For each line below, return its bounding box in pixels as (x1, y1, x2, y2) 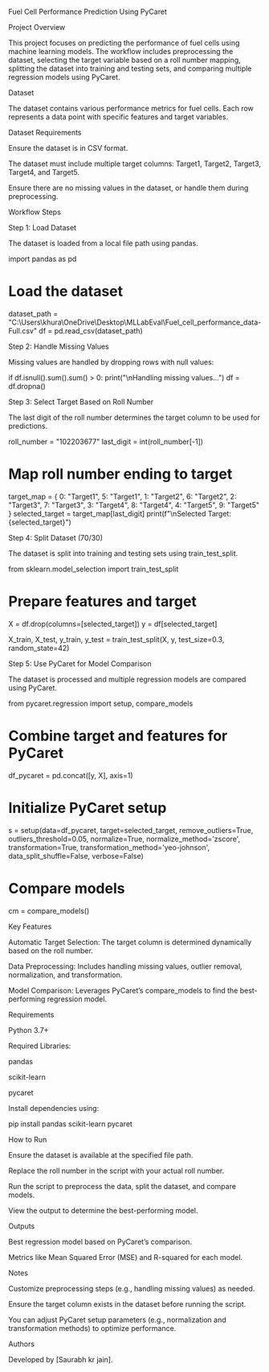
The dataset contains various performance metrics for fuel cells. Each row (8, 104, 255, 113)
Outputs (8, 1221, 35, 1231)
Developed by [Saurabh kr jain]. (8, 1354, 113, 1364)
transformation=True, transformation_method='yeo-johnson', (8, 842, 210, 852)
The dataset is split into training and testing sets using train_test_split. (8, 548, 238, 558)
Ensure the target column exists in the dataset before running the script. (8, 1299, 247, 1308)
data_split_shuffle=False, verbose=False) (8, 851, 145, 860)
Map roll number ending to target (8, 465, 233, 483)
